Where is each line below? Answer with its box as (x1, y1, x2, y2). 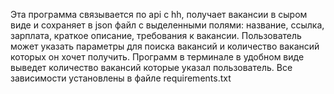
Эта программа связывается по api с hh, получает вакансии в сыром (10, 9, 308, 20)
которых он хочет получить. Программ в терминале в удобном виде (10, 51, 305, 63)
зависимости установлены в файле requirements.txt (10, 72, 232, 84)
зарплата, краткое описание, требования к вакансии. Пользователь (10, 30, 302, 41)
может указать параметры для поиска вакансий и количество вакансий (10, 40, 320, 52)
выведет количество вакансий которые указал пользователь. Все (10, 62, 293, 73)
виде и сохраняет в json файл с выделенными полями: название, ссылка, (10, 19, 325, 31)
